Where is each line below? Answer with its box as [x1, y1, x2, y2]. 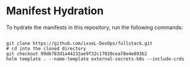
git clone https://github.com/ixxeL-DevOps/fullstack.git [6, 40, 153, 46]
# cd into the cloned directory [6, 46, 86, 52]
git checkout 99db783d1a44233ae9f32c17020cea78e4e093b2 [6, 50, 147, 57]
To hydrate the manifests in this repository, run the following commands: [6, 24, 183, 31]
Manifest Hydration [6, 4, 104, 18]
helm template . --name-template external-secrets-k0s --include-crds [6, 56, 185, 62]
